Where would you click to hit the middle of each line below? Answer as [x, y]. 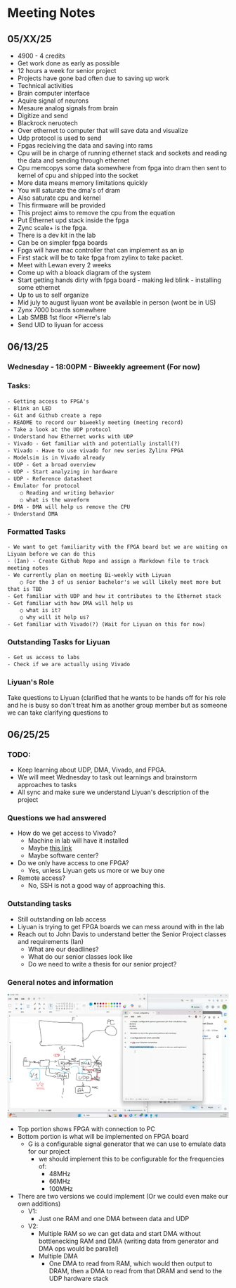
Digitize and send [42, 115]
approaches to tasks [47, 785]
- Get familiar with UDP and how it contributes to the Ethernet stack [114, 596]
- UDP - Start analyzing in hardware [63, 472]
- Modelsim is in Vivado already [56, 458]
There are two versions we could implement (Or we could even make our [123, 1197]
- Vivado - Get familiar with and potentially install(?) [94, 444]
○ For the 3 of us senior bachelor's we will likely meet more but [120, 582]
